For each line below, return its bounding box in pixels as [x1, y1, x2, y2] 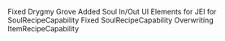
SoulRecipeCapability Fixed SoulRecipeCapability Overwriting [7, 15, 214, 25]
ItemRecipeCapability [7, 24, 80, 33]
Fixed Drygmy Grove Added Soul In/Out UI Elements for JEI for [7, 7, 217, 16]
